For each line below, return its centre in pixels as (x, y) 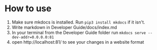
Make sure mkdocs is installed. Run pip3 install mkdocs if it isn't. (78, 22)
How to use (28, 9)
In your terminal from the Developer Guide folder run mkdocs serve (79, 32)
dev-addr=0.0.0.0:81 (33, 37)
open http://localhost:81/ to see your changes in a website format (78, 42)
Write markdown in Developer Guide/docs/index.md (64, 27)
